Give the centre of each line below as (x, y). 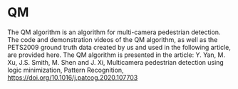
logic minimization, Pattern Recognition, (66, 70)
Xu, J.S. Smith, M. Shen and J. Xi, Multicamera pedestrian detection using (116, 62)
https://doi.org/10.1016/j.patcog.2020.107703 (73, 77)
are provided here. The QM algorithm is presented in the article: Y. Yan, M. (117, 55)
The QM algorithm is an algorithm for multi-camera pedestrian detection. (114, 32)
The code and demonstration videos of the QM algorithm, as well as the (113, 39)
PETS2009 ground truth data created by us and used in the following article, (119, 47)
